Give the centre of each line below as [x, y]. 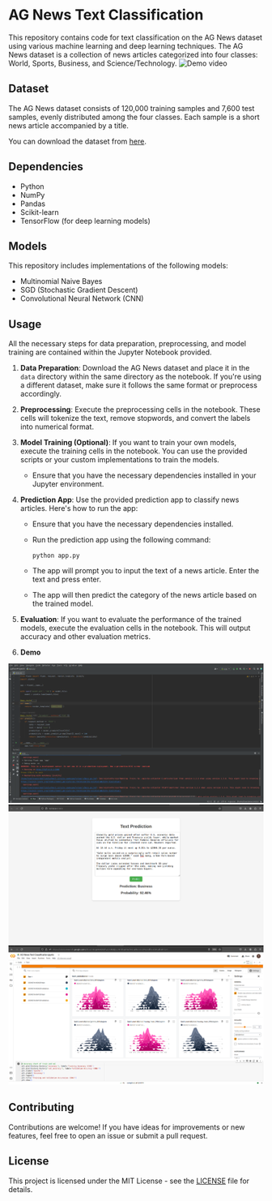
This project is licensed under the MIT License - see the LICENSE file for [129, 1181]
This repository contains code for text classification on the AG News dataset [136, 37]
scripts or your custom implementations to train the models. [120, 460]
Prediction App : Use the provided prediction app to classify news [130, 500]
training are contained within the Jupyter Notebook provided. [110, 352]
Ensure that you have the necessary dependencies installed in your [144, 475]
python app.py [56, 556]
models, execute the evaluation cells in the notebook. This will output [135, 628]
